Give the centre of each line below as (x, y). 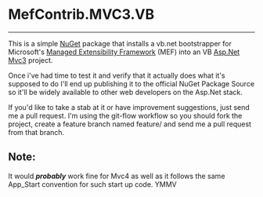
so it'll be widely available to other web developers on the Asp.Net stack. (125, 92)
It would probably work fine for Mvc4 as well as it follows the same (117, 176)
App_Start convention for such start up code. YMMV (93, 184)
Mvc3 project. (31, 60)
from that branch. (36, 132)
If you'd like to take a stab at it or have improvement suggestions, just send (129, 107)
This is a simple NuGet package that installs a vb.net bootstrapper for (120, 43)
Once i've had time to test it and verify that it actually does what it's (117, 75)
